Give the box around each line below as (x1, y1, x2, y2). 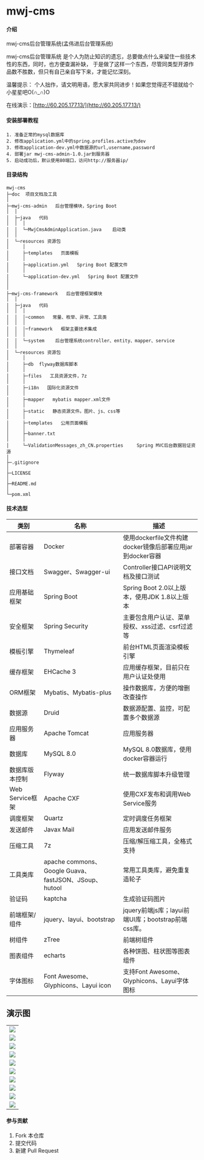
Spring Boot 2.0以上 (123, 584, 180, 592)
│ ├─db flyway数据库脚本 (6, 361, 78, 367)
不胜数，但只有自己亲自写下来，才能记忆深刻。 (16, 68, 134, 75)
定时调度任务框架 (123, 815, 172, 823)
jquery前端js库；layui (123, 906, 184, 914)
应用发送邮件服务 (123, 826, 172, 834)
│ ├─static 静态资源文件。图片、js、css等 (6, 408, 121, 414)
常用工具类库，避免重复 (123, 866, 190, 874)
